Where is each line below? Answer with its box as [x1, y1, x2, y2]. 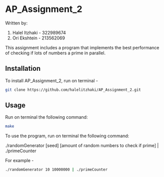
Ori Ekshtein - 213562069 [12, 35, 66, 41]
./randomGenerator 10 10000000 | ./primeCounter [5, 167, 108, 173]
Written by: [5, 20, 28, 26]
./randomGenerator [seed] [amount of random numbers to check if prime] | [5, 143, 159, 149]
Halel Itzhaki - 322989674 [12, 29, 66, 35]
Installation [5, 64, 41, 73]
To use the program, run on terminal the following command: [5, 133, 129, 139]
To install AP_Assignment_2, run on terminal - [5, 77, 98, 83]
